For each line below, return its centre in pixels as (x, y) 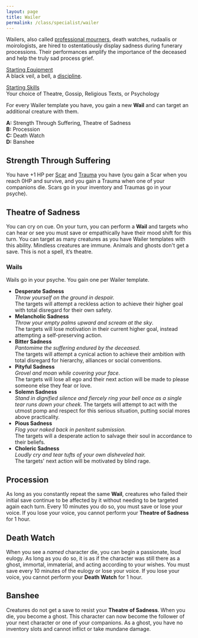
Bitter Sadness (33, 341)
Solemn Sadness (36, 392)
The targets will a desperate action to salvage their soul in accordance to (103, 436)
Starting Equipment (30, 70)
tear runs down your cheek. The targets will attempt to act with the (96, 405)
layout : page (22, 12)
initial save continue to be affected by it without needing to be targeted (92, 500)
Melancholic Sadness (42, 317)
